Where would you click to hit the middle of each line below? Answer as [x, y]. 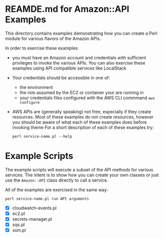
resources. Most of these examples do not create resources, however [83, 117]
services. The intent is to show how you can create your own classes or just [82, 175]
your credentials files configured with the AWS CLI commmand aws [87, 98]
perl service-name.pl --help [42, 136]
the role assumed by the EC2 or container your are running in [82, 92]
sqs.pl [18, 225]
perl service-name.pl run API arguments [47, 198]
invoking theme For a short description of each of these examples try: [83, 127]
